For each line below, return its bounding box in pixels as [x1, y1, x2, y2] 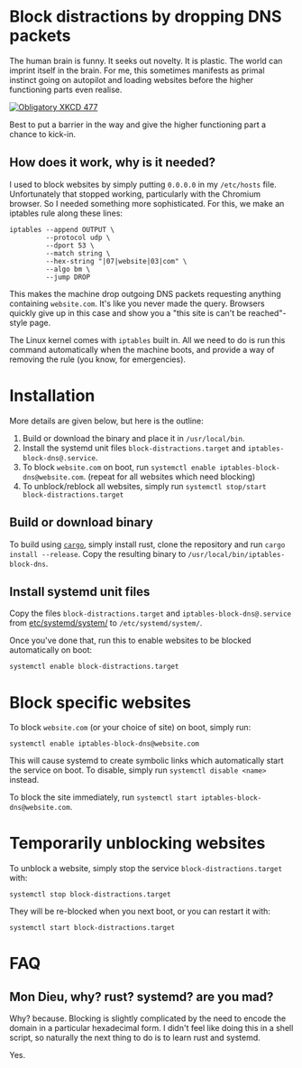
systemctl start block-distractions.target [9, 924, 176, 933]
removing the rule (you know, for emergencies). [9, 354, 187, 365]
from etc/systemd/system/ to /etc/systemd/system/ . [9, 618, 203, 628]
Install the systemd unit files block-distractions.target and [22, 442, 246, 453]
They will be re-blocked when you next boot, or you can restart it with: [9, 905, 270, 917]
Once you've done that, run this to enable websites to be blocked [9, 635, 252, 646]
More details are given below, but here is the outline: [9, 415, 205, 426]
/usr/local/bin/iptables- [188, 550, 286, 559]
